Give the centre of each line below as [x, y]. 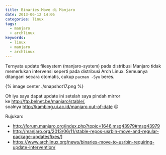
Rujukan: [14, 116]
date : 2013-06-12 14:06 [30, 14]
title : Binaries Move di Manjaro [40, 10]
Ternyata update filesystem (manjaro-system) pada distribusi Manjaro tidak [83, 66]
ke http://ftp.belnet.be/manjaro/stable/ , [46, 101]
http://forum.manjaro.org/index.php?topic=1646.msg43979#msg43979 [86, 126]
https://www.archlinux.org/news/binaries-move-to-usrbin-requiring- [84, 142]
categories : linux [24, 19]
